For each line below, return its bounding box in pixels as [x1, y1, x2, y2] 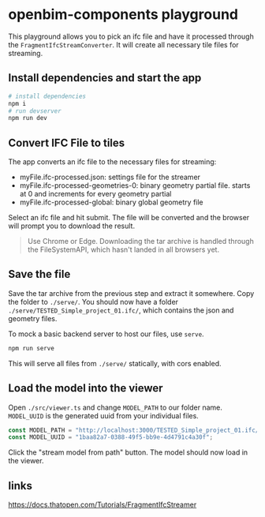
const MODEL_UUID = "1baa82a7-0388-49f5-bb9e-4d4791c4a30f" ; [8, 433, 214, 441]
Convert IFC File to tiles [8, 136, 125, 149]
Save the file [8, 268, 71, 281]
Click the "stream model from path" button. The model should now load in [8, 448, 248, 457]
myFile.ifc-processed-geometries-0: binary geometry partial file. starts [19, 181, 251, 190]
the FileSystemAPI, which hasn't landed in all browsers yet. [27, 245, 219, 254]
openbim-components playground [8, 6, 239, 24]
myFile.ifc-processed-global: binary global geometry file [19, 197, 203, 207]
